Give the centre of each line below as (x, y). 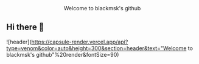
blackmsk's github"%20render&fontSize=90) (63, 54)
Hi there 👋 (25, 27)
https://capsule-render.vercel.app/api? (80, 42)
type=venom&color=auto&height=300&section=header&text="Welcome (96, 48)
